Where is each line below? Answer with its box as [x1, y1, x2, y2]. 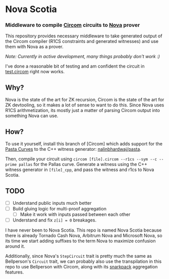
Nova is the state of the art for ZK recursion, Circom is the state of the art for [5, 97, 164, 103]
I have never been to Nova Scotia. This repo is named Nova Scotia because [5, 227, 162, 233]
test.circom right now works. [5, 69, 65, 75]
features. [5, 269, 24, 275]
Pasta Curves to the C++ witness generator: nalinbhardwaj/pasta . [5, 146, 141, 152]
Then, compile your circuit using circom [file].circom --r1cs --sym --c [5, 156, 157, 162]
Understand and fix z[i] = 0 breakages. [12, 217, 97, 223]
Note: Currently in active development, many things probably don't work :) [5, 53, 160, 60]
